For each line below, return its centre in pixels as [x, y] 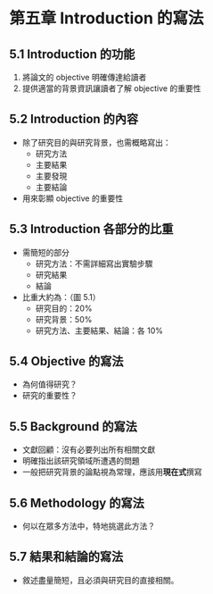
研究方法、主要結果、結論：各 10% [99, 330]
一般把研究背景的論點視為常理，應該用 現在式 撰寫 [112, 472]
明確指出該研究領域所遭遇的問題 [81, 461]
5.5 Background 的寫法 [74, 427]
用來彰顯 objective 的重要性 [72, 198]
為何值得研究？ [49, 384]
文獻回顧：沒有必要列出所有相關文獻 [89, 450]
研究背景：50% [64, 319]
